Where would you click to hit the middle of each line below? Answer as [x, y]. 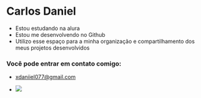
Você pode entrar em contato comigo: [64, 64]
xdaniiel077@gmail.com [45, 77]
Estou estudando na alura [47, 28]
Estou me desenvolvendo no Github [60, 34]
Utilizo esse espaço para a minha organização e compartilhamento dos [105, 41]
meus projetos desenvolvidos [52, 48]
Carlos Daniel [41, 11]
